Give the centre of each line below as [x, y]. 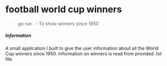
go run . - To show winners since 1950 [58, 24]
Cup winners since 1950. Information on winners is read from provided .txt [84, 53]
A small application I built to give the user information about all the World [82, 48]
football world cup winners [64, 9]
